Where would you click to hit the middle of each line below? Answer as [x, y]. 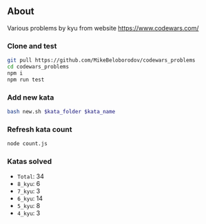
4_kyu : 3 [29, 213]
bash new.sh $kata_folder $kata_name [61, 111]
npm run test [26, 80]
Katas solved [30, 161]
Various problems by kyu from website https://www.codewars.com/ [103, 28]
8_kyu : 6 [29, 184]
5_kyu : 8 [29, 206]
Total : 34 [31, 176]
